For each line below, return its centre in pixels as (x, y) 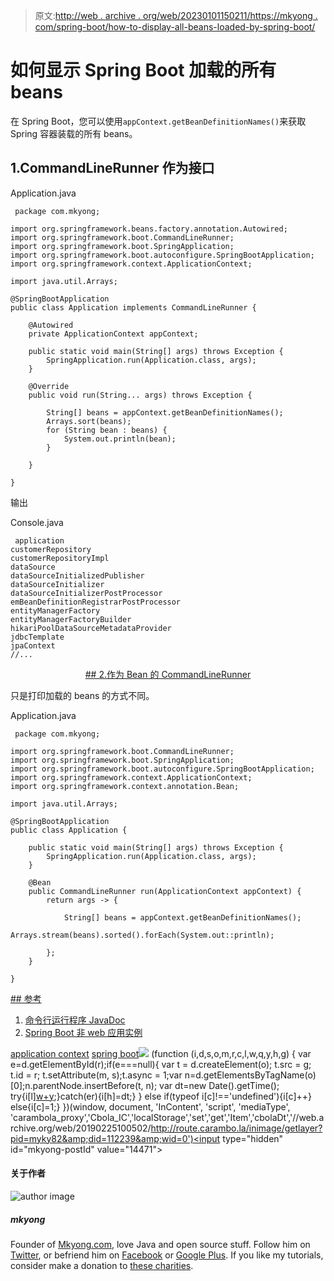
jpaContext (33, 645)
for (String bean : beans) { (107, 430)
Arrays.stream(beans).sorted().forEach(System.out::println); (142, 935)
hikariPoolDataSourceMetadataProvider (91, 628)
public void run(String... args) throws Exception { (140, 395)
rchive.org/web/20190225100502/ (81, 1128)
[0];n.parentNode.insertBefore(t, (77, 1085)
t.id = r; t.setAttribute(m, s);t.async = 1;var (96, 1075)
